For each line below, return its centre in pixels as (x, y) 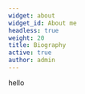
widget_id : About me (43, 23)
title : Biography (37, 45)
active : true (30, 53)
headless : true (34, 30)
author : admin (32, 61)
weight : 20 (26, 38)
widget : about (32, 16)
